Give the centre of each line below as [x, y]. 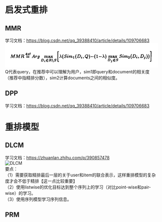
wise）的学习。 [20, 193]
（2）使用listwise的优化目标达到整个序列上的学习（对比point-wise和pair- [78, 187]
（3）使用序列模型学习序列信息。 [38, 199]
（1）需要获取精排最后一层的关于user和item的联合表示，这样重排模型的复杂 [81, 175]
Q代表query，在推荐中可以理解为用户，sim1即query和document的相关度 [77, 72]
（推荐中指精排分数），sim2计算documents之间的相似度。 [63, 78]
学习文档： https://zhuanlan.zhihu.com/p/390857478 [57, 157]
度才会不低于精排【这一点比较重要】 [41, 181]
